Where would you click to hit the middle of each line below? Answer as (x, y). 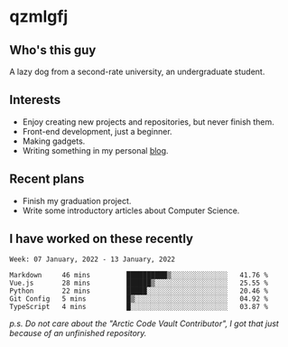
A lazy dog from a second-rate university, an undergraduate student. (137, 71)
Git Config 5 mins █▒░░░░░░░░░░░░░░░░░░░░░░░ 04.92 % (139, 299)
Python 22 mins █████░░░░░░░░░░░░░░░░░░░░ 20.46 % (139, 291)
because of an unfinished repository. (78, 333)
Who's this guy (53, 50)
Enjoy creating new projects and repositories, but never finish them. (149, 122)
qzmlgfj (39, 17)
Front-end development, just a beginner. (98, 131)
